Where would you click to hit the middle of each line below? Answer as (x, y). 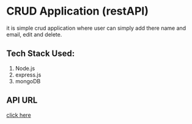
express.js (28, 75)
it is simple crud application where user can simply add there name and (96, 28)
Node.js (25, 68)
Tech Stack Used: (41, 54)
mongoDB (28, 81)
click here (19, 115)
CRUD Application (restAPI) (77, 11)
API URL (22, 101)
